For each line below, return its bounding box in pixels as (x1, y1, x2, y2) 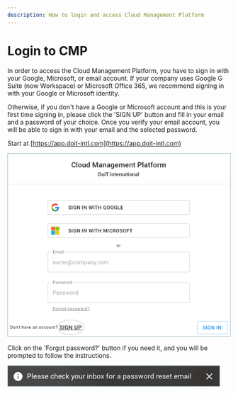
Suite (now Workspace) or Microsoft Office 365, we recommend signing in (7, 81, 225, 90)
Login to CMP (7, 43, 89, 59)
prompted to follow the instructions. (7, 351, 112, 360)
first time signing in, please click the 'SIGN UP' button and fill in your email (7, 110, 225, 118)
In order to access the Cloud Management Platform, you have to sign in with (7, 66, 229, 74)
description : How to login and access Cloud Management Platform (7, 11, 204, 18)
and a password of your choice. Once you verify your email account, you (7, 118, 220, 126)
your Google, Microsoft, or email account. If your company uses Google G (7, 74, 223, 82)
